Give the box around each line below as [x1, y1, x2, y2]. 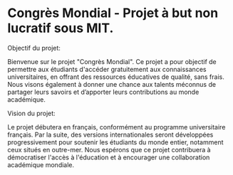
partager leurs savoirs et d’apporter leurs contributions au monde [7, 87, 200, 96]
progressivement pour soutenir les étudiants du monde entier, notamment [7, 137, 224, 147]
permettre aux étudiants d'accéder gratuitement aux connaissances [7, 65, 207, 73]
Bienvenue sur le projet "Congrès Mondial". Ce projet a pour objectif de [7, 57, 217, 65]
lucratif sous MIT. [7, 20, 114, 36]
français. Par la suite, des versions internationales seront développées [7, 130, 214, 139]
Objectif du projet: [7, 43, 61, 52]
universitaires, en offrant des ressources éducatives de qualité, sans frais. [7, 73, 224, 81]
